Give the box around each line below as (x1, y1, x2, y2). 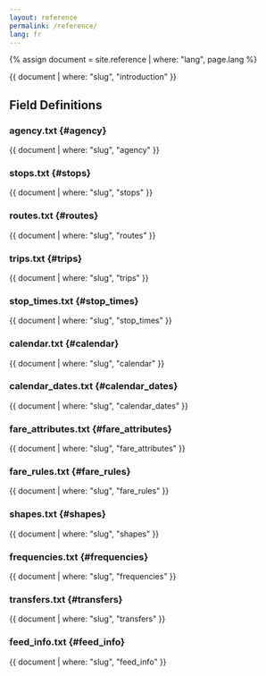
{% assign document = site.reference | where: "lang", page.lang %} (9, 55, 258, 65)
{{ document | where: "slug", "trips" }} (9, 272, 149, 283)
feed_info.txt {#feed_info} (9, 636, 126, 648)
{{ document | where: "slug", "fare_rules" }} (9, 486, 170, 496)
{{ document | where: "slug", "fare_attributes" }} (9, 444, 186, 454)
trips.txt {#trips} (9, 252, 83, 265)
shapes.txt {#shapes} (9, 508, 107, 520)
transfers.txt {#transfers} (9, 593, 123, 605)
